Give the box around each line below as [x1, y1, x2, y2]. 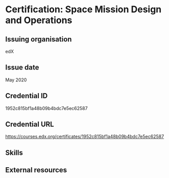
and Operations [5, 14, 73, 26]
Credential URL [5, 120, 55, 129]
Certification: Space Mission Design [5, 4, 162, 15]
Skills [5, 148, 23, 157]
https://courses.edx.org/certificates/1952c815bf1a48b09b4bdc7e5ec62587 [5, 133, 164, 140]
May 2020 [5, 77, 27, 83]
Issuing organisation [5, 35, 72, 43]
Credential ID [5, 92, 48, 100]
